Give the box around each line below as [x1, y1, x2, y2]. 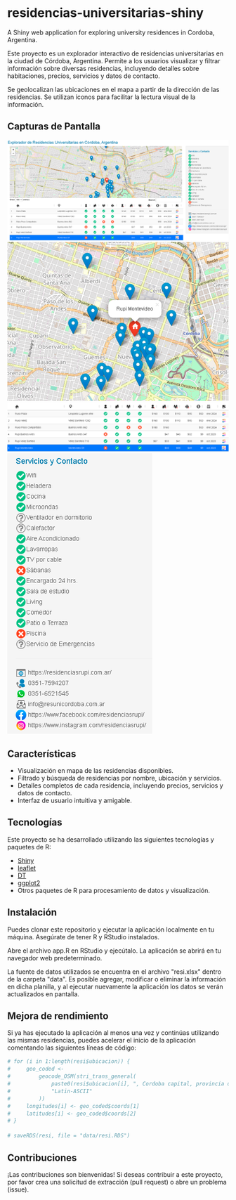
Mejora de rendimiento [7, 1010, 109, 1022]
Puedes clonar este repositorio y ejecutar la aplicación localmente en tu [7, 925, 215, 934]
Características [7, 748, 77, 759]
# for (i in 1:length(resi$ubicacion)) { [7, 1058, 131, 1065]
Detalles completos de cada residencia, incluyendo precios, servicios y [17, 781, 223, 790]
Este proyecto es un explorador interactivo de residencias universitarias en [7, 49, 223, 58]
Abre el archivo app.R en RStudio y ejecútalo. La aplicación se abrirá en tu [7, 946, 221, 955]
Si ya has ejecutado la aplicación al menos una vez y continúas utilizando [7, 1029, 220, 1037]
